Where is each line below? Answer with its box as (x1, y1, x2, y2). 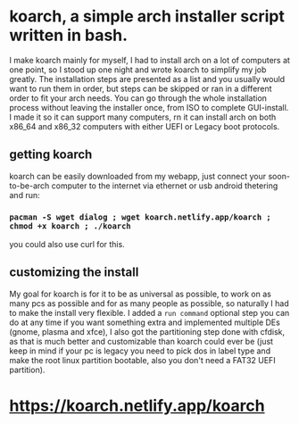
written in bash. (9, 25, 128, 46)
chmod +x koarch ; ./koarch (9, 220, 131, 231)
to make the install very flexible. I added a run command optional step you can (9, 307, 290, 318)
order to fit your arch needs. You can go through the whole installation (9, 92, 268, 104)
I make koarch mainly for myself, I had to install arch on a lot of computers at (9, 54, 290, 65)
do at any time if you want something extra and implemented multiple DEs (9, 317, 281, 328)
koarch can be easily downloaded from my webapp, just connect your (9, 170, 267, 181)
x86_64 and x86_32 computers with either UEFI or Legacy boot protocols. (9, 121, 280, 131)
